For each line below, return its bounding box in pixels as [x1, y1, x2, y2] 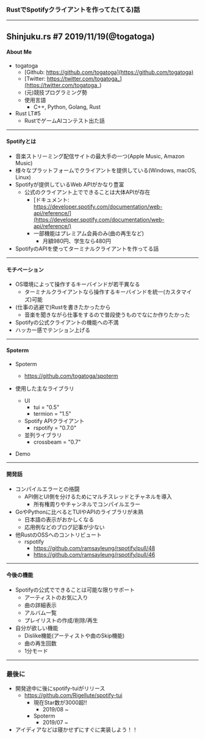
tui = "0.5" [33, 403, 60, 411]
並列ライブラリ [24, 431, 62, 438]
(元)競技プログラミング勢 [24, 89, 87, 96]
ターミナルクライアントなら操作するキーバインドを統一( [24, 289, 165, 296]
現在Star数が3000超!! [33, 699, 87, 707]
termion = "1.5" [33, 410, 71, 417]
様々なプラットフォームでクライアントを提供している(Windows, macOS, [15, 167, 197, 174]
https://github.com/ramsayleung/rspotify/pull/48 [33, 544, 156, 551]
